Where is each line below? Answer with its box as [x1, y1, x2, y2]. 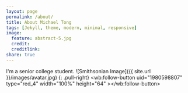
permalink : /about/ [6, 14, 54, 20]
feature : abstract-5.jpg [11, 35, 72, 41]
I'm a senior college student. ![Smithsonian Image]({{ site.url [6, 67, 151, 74]
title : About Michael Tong [6, 19, 72, 25]
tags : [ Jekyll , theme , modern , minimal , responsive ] [6, 24, 137, 31]
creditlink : [11, 46, 41, 52]
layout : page [6, 8, 38, 15]
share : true [6, 52, 35, 58]
